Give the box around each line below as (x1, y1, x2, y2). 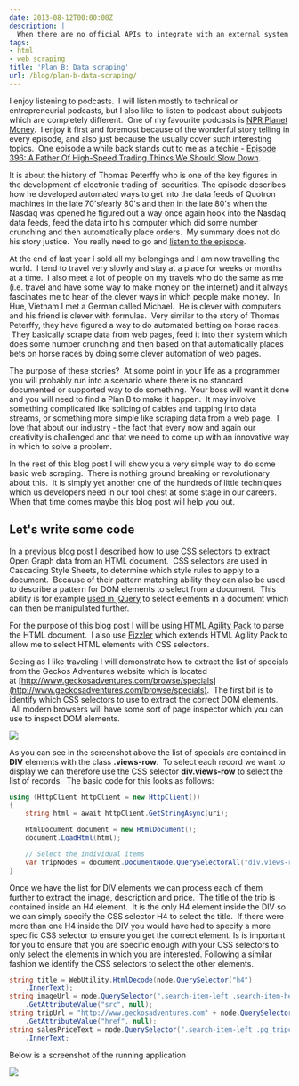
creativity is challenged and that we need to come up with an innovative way (9, 432, 290, 442)
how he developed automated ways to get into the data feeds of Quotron (9, 188, 276, 199)
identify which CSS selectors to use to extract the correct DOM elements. (9, 694, 279, 704)
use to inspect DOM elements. (9, 712, 120, 723)
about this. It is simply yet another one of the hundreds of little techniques (9, 477, 282, 488)
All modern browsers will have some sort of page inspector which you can (11, 703, 284, 714)
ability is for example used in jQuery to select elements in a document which (9, 593, 289, 604)
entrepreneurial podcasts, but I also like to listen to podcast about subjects (9, 104, 283, 116)
